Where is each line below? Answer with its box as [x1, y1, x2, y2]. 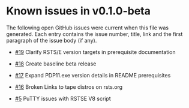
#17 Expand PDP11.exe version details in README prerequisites [14, 71, 171, 79]
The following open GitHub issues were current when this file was [6, 24, 169, 31]
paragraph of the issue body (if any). [6, 37, 97, 44]
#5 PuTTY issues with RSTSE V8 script [14, 95, 111, 102]
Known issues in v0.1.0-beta [6, 4, 151, 18]
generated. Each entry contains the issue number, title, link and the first [6, 30, 183, 37]
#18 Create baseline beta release [14, 60, 97, 67]
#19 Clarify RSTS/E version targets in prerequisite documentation [14, 48, 176, 55]
